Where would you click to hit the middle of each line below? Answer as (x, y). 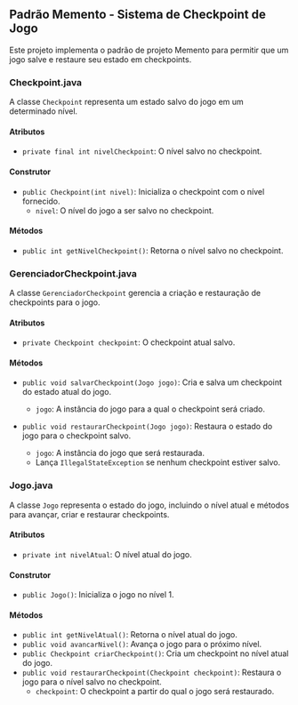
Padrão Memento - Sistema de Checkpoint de (138, 15)
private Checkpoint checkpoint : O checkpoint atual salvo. (129, 342)
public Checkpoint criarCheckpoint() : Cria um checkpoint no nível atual (155, 653)
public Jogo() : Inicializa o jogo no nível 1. (98, 595)
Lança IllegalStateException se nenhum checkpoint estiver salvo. (158, 462)
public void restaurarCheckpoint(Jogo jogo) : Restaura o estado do (147, 427)
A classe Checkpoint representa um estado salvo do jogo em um (127, 102)
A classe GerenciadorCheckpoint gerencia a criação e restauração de (135, 293)
